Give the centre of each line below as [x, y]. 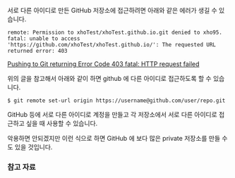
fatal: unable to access [44, 39]
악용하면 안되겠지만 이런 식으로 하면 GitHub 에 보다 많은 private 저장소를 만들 [114, 138]
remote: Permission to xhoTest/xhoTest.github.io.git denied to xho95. [115, 32]
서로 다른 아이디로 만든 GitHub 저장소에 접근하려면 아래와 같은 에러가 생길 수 [112, 10]
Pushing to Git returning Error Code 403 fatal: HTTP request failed [103, 64]
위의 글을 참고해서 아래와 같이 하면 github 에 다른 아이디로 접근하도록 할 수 [109, 78]
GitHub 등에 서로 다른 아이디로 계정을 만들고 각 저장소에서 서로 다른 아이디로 [112, 114]
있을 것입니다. [34, 147]
